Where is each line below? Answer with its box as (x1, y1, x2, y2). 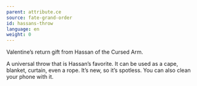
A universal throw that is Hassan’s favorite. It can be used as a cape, (6, 60, 179, 68)
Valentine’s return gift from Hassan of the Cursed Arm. (6, 48, 144, 56)
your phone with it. (6, 73, 54, 81)
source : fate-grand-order (6, 15, 72, 21)
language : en (6, 26, 40, 32)
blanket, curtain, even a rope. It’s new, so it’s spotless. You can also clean (6, 66, 191, 74)
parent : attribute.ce (6, 9, 62, 15)
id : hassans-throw (6, 20, 53, 26)
